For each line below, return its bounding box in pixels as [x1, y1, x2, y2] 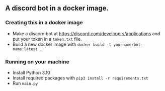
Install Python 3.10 [12, 69, 50, 75]
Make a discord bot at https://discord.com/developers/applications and [12, 30, 160, 37]
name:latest [12, 46, 38, 52]
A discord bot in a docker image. [5, 4, 109, 13]
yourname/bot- [113, 42, 143, 47]
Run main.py [12, 80, 38, 86]
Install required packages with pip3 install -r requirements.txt [12, 75, 148, 81]
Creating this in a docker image [5, 19, 83, 26]
